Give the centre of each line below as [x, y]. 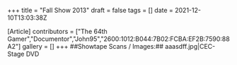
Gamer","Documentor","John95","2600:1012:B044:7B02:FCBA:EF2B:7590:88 [118, 39]
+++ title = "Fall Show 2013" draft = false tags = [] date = [90, 10]
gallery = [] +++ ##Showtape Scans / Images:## [93, 46]
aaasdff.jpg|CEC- [190, 46]
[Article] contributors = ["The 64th [57, 31]
